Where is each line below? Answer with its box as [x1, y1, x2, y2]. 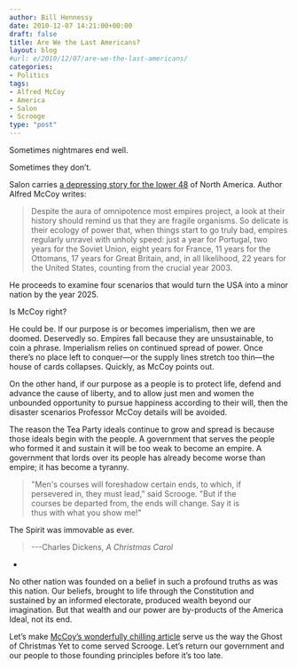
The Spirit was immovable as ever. [9, 525, 135, 535]
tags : [9, 79, 29, 88]
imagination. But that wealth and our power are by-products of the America [9, 605, 284, 615]
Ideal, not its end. [9, 614, 73, 625]
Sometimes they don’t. [9, 162, 91, 172]
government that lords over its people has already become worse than [9, 452, 266, 463]
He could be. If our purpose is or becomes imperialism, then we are [9, 323, 255, 334]
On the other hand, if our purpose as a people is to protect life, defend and [9, 378, 282, 389]
